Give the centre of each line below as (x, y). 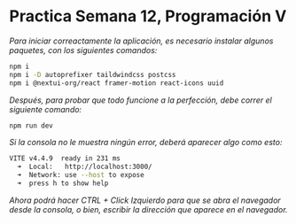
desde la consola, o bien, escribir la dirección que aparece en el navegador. (148, 209)
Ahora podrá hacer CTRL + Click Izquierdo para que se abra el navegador (145, 200)
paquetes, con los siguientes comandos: (83, 50)
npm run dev (31, 126)
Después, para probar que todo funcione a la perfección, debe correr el (140, 100)
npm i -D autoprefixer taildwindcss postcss (93, 74)
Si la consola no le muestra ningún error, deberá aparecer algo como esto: (146, 143)
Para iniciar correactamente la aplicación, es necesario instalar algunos (141, 41)
